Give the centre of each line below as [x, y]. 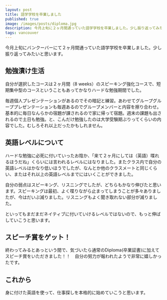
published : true [22, 19]
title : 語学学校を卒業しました [33, 14]
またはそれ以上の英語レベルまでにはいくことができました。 [75, 174]
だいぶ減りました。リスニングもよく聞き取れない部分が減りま [90, 197]
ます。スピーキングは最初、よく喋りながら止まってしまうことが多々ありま [81, 191]
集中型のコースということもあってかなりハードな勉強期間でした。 [77, 90]
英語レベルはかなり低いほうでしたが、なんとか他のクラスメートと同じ [77, 168]
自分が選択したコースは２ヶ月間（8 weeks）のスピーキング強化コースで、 [81, 84]
